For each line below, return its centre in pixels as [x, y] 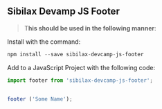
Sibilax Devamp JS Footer [63, 11]
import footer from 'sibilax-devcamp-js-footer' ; [80, 80]
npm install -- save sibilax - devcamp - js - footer [75, 54]
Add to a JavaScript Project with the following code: [81, 67]
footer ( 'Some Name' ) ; [40, 99]
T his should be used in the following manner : [90, 28]
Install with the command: [44, 42]
